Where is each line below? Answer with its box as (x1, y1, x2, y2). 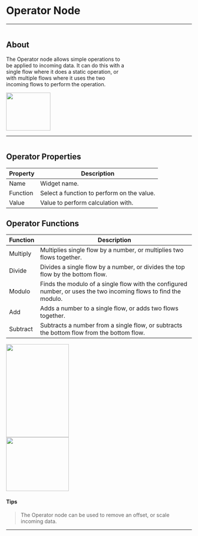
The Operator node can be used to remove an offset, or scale (20, 511, 170, 518)
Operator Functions (6, 218, 80, 228)
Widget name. (40, 179, 79, 187)
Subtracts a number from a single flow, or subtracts (40, 321, 183, 330)
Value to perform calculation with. (40, 199, 134, 207)
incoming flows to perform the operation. (6, 80, 106, 87)
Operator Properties (6, 152, 81, 162)
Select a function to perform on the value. (40, 189, 156, 197)
